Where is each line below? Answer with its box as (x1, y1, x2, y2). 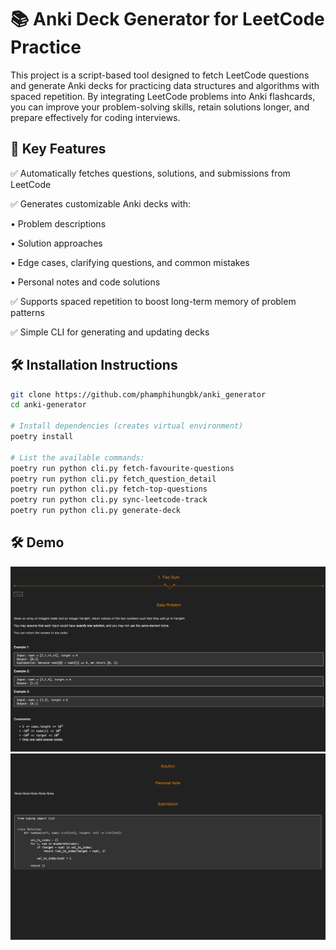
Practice (10, 36, 82, 59)
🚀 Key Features (10, 141, 107, 158)
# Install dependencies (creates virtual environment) (10, 421, 244, 431)
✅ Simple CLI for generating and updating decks (10, 326, 210, 338)
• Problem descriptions (10, 217, 107, 230)
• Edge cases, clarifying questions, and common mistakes (10, 256, 250, 268)
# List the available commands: (10, 452, 145, 463)
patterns (10, 306, 45, 318)
